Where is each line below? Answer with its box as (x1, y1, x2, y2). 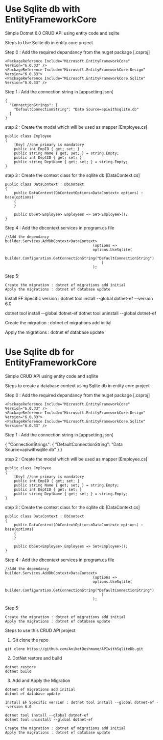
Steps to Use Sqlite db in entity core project (5, 39, 93, 45)
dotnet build (5, 669, 32, 674)
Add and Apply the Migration (12, 677, 70, 683)
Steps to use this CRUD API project (5, 627, 76, 633)
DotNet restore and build (12, 655, 62, 661)
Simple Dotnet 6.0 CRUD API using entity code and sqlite (5, 30, 120, 36)
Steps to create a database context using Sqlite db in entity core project (5, 382, 150, 389)
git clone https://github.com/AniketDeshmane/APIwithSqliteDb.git (5, 646, 143, 652)
